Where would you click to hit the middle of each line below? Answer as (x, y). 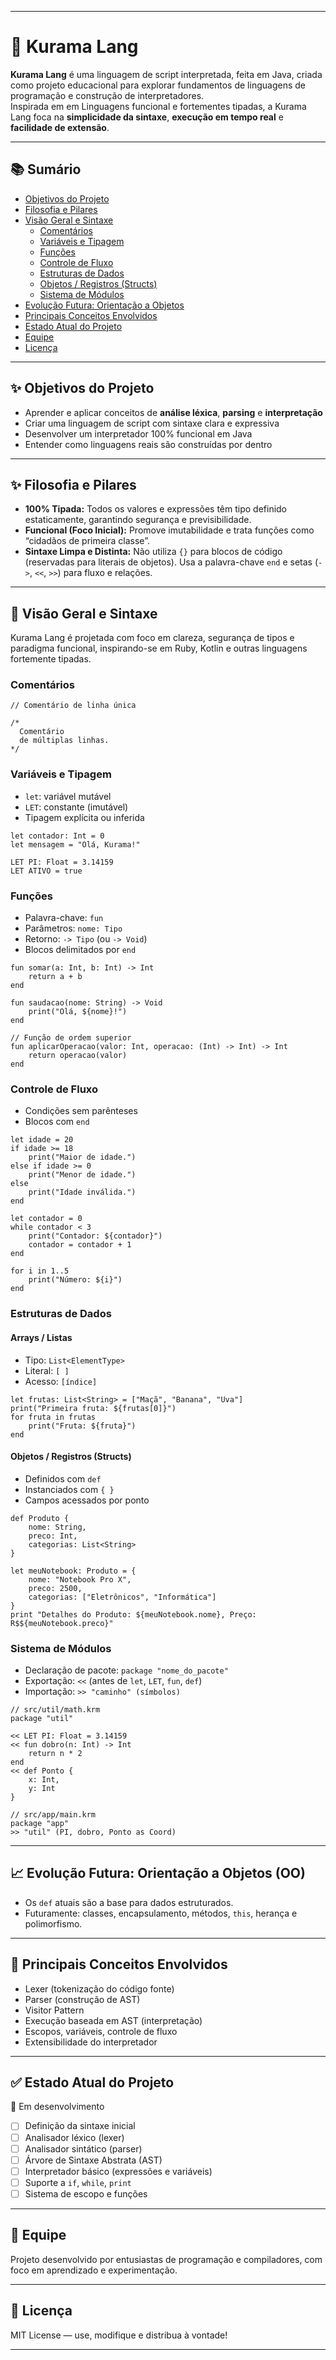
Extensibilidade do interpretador (91, 2042)
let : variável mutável (68, 796)
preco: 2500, (55, 1588)
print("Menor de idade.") (82, 1175)
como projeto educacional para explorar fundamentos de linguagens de (158, 85)
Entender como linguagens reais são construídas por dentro (148, 444)
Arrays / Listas (41, 1337)
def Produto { (40, 1518)
